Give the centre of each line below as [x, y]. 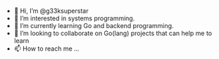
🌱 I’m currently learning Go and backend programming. [94, 26]
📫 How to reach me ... [46, 48]
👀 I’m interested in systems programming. [74, 18]
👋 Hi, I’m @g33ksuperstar [51, 11]
